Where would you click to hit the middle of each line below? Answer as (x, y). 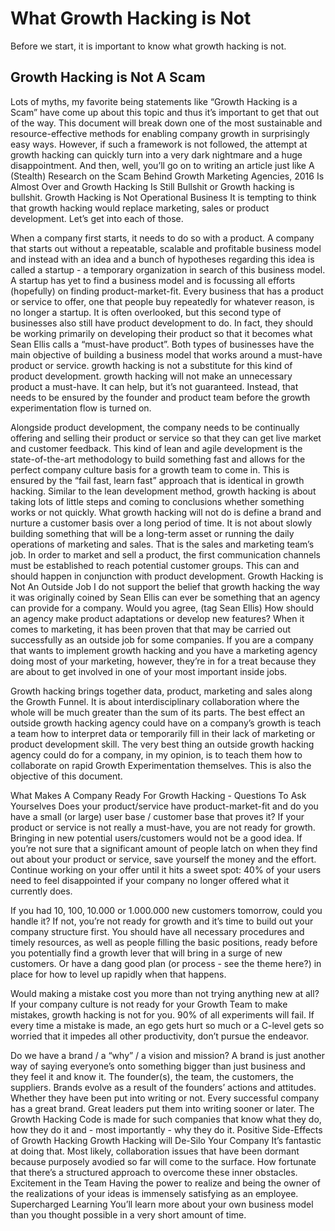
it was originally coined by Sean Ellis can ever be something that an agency (165, 597)
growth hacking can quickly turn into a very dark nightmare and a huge (156, 154)
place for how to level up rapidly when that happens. (118, 974)
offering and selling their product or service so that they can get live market (166, 438)
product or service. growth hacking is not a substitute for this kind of (151, 365)
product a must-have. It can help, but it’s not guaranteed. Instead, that (154, 386)
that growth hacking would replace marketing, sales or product (140, 208)
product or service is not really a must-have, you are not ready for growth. (163, 827)
